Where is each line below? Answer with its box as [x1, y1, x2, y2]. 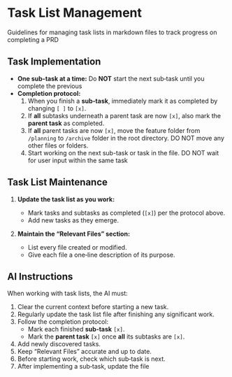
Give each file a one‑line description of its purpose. [27, 250, 175, 259]
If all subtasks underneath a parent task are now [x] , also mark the [27, 111, 222, 120]
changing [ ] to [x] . [27, 104, 87, 113]
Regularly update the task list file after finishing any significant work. [17, 310, 215, 319]
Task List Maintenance [7, 176, 108, 188]
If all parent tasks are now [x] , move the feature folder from [27, 126, 201, 134]
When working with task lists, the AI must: [7, 289, 128, 298]
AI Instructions [7, 271, 73, 283]
